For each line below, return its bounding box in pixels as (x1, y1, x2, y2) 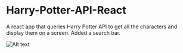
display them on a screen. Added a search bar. (6, 29, 121, 36)
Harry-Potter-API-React (6, 4, 126, 17)
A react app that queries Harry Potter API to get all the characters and (6, 23, 178, 30)
